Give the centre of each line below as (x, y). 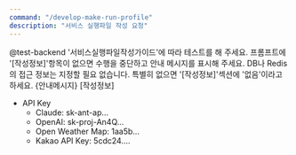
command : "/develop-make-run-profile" (81, 17)
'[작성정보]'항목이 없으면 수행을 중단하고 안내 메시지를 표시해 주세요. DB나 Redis (148, 63)
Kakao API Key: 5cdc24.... (83, 140)
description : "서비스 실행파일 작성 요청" (79, 26)
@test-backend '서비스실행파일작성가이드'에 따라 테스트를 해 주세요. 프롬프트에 (148, 52)
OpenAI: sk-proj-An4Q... (80, 121)
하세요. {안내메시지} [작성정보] (62, 85)
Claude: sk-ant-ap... (72, 112)
